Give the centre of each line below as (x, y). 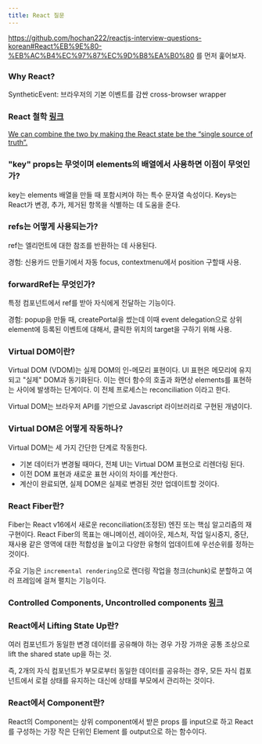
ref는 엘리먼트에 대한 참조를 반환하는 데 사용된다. (83, 245)
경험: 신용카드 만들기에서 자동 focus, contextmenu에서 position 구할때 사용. (125, 262)
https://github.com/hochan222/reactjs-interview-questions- (105, 38)
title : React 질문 (36, 15)
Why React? (32, 76)
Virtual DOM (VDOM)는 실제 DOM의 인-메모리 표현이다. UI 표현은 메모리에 (122, 370)
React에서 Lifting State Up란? (64, 625)
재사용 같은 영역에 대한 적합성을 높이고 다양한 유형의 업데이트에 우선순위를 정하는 (131, 544)
